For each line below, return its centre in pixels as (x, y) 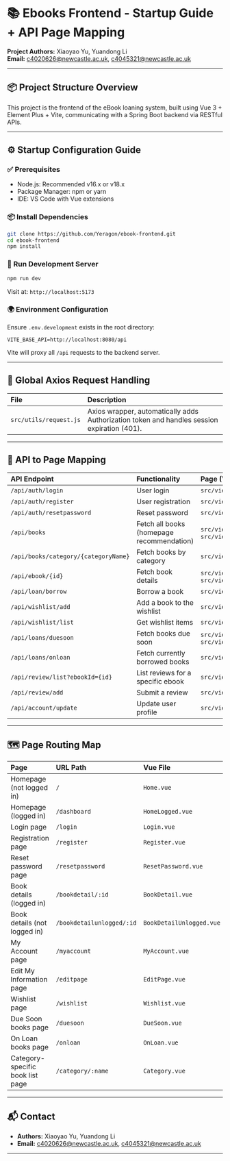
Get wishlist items (165, 623)
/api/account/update (44, 708)
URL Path (71, 768)
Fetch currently (161, 653)
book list (24, 1075)
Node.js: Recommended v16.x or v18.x (71, 184)
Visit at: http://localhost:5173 (51, 291)
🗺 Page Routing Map (54, 745)
